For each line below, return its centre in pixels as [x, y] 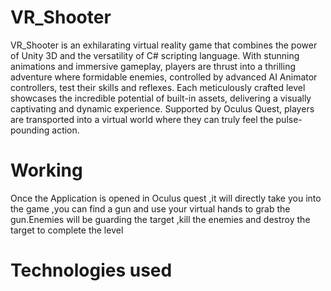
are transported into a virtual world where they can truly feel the [142, 119]
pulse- [289, 119]
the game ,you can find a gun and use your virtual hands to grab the [150, 208]
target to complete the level [67, 230]
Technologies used [91, 270]
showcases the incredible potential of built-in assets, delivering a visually [161, 98]
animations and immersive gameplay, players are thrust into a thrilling [153, 66]
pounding [30, 130]
